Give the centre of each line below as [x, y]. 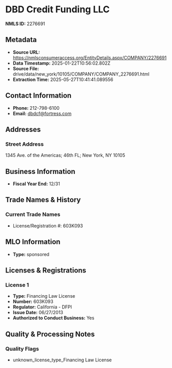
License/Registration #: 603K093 [48, 226]
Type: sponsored [31, 254]
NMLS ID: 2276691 [25, 24]
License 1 [17, 285]
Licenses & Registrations [46, 270]
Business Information [40, 171]
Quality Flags [22, 348]
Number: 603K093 [33, 302]
